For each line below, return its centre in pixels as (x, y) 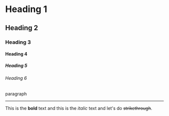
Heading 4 (16, 54)
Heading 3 (18, 42)
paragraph (16, 93)
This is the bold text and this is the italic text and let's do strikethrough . (79, 108)
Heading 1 (26, 9)
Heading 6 (16, 78)
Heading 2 (22, 28)
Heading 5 (16, 65)
